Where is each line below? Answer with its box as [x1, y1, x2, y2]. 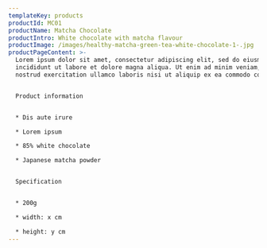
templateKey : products [8, 11, 83, 20]
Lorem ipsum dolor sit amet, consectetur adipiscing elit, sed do [15, 56, 240, 64]
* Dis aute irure [15, 113, 73, 122]
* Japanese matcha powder [15, 157, 102, 165]
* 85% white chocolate [15, 142, 91, 150]
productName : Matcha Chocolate [8, 26, 112, 34]
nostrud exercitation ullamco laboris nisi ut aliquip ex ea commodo [15, 71, 250, 79]
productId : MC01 [8, 19, 62, 27]
